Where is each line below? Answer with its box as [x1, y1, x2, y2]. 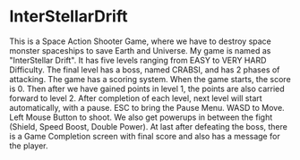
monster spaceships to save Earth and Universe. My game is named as [9, 45, 271, 55]
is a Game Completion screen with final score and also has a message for [9, 131, 280, 141]
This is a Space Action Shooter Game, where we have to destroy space [9, 36, 271, 46]
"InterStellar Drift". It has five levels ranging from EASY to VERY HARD [9, 55, 267, 65]
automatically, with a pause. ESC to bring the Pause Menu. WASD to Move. [9, 102, 285, 113]
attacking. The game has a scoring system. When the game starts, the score [9, 73, 291, 84]
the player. [9, 140, 48, 151]
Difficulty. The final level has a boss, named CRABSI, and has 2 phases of [9, 64, 280, 75]
